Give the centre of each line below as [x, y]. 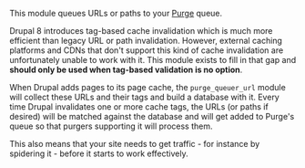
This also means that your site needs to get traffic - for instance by [135, 144]
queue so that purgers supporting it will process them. [111, 126]
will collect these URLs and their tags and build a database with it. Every [144, 97]
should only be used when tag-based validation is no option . [126, 69]
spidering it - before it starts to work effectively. [99, 153]
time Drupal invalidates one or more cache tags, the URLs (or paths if [139, 107]
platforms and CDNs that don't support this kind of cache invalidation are [147, 50]
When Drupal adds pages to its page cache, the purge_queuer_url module [148, 87]
